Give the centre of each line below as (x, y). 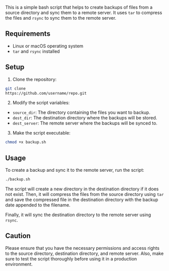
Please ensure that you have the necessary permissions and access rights (82, 248)
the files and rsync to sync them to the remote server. (61, 18)
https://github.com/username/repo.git (46, 93)
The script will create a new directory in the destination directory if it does (82, 189)
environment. (19, 264)
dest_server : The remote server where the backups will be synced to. (85, 123)
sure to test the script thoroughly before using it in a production (71, 258)
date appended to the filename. (38, 205)
